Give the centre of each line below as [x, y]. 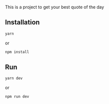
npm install [17, 52]
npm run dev [17, 97]
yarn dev [14, 78]
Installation [22, 22]
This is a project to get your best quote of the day [55, 7]
